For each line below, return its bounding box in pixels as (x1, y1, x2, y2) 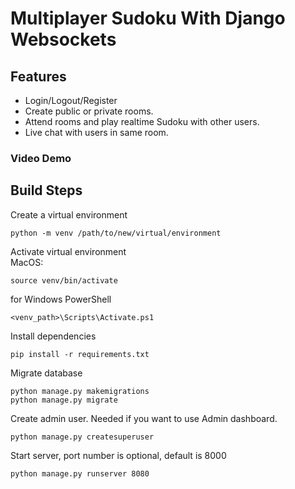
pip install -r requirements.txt (10, 349, 150, 359)
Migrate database (10, 367, 83, 379)
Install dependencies (10, 330, 97, 342)
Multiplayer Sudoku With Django (10, 7, 286, 30)
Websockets (10, 28, 117, 51)
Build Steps (10, 182, 83, 199)
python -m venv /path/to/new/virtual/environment (10, 228, 222, 238)
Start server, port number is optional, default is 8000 (10, 449, 227, 461)
